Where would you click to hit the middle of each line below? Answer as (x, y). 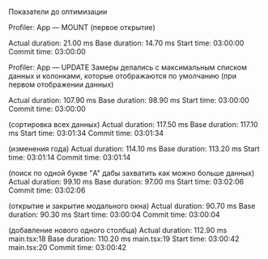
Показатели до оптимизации (58, 12)
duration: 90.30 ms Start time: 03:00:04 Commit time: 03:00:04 (114, 214)
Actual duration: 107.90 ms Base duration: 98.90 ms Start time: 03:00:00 (129, 100)
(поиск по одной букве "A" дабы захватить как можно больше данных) (132, 173)
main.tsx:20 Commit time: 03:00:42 (68, 247)
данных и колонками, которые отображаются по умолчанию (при (123, 76)
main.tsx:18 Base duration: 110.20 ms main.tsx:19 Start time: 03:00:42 (124, 239)
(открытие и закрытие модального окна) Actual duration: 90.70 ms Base (132, 206)
